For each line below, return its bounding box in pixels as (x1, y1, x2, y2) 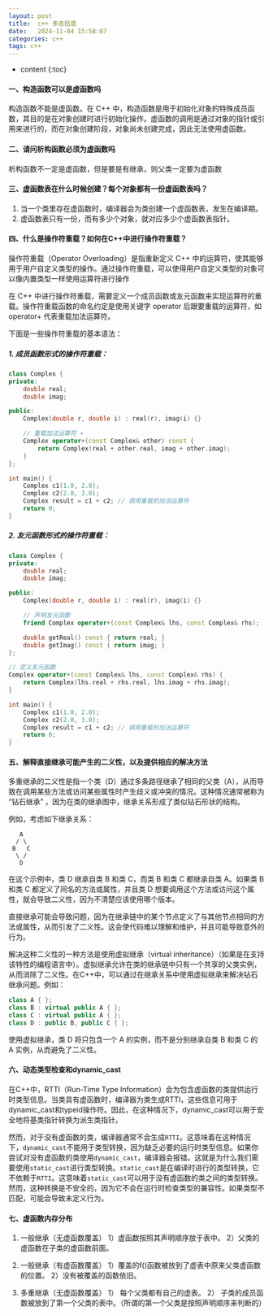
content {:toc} (19, 64, 67, 74)
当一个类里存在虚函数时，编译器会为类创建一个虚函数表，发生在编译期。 (19, 203, 262, 213)
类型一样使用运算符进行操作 (36, 273, 130, 283)
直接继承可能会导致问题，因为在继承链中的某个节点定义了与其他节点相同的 (8, 912, 258, 921)
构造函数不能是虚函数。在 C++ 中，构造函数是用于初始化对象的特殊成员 (8, 103, 248, 114)
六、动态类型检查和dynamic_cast (8, 1065, 122, 1074)
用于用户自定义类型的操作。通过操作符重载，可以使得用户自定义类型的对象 (8, 263, 258, 273)
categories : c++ (8, 34, 63, 43)
